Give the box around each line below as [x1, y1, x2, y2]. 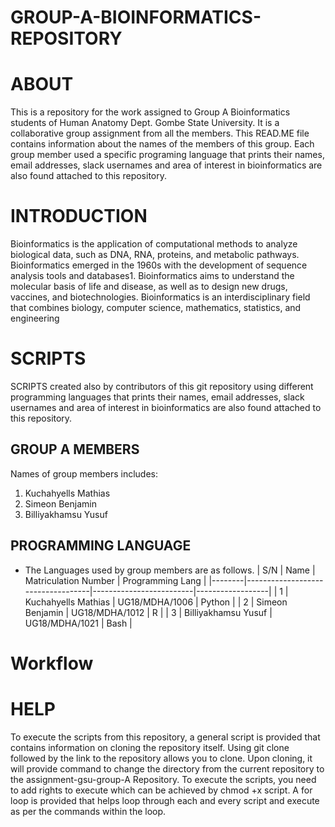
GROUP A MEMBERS [10, 441, 140, 458]
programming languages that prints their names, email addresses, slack [10, 391, 305, 403]
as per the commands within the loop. [10, 805, 167, 817]
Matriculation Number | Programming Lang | [24, 574, 207, 586]
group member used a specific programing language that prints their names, [10, 149, 325, 161]
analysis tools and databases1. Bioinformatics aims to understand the [10, 270, 295, 282]
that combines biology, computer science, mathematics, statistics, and [10, 302, 302, 314]
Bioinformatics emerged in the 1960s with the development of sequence [10, 259, 308, 271]
